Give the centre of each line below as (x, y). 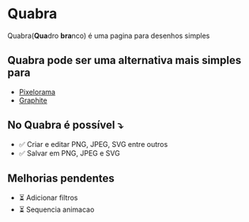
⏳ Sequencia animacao (57, 209)
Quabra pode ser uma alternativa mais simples (124, 60)
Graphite (33, 100)
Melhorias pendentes (61, 178)
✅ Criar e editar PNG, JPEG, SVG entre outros (93, 144)
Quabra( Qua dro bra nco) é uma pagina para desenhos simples (109, 36)
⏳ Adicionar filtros (48, 198)
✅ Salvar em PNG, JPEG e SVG (69, 153)
